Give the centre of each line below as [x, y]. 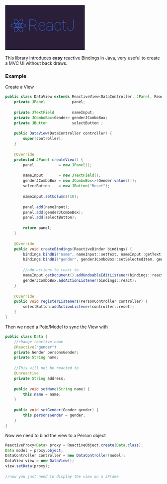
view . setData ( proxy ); [28, 466]
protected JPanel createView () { [49, 160]
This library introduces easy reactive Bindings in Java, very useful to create [83, 58]
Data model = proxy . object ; [34, 450]
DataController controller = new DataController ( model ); [65, 456]
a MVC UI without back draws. [36, 63]
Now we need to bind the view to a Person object [55, 435]
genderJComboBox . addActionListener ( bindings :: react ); [80, 280]
